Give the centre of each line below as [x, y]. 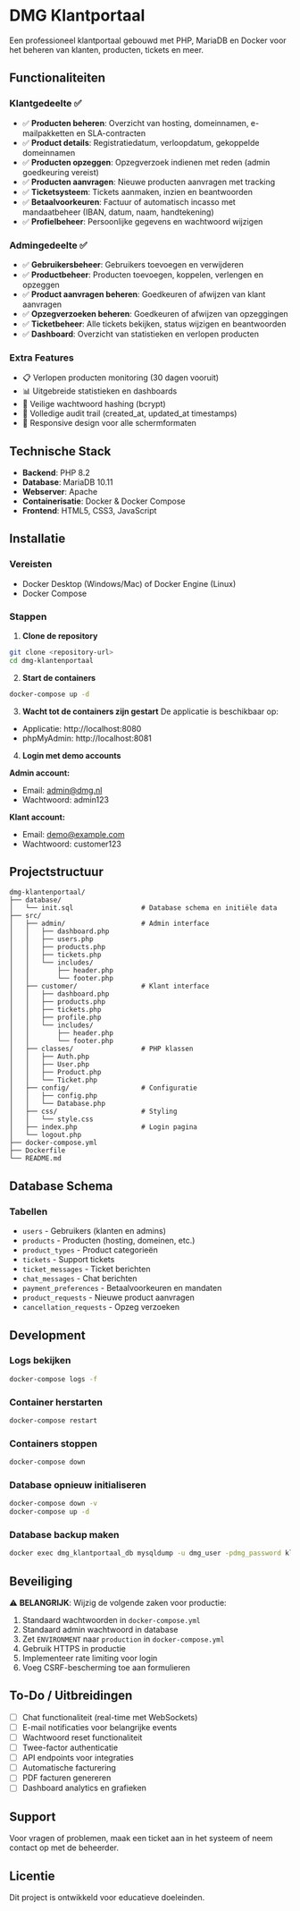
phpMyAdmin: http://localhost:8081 [87, 738]
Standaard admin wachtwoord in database [100, 1630]
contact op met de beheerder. [64, 1847]
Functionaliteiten [57, 78]
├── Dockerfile [37, 1151]
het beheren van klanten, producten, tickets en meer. [106, 49]
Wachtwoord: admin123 [66, 799]
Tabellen [29, 1211]
